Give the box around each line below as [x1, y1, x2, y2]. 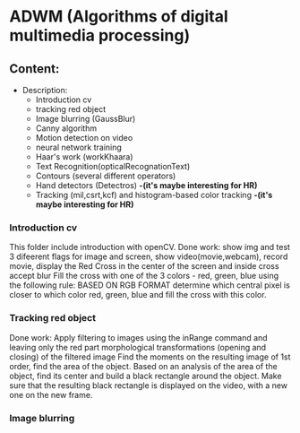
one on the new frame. [9, 389, 93, 400]
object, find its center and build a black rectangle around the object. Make [9, 370, 282, 381]
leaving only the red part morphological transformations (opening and [9, 342, 267, 352]
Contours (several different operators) [35, 170, 176, 181]
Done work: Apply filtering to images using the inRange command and [9, 332, 268, 342]
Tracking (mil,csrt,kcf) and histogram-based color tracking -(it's [35, 190, 273, 200]
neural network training [35, 142, 123, 152]
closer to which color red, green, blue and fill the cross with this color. [9, 290, 267, 300]
